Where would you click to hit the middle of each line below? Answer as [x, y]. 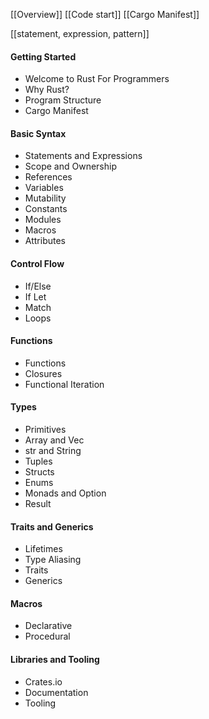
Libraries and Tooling [55, 660]
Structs [39, 472]
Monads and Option [65, 493]
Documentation [56, 692]
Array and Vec [54, 440]
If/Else [38, 286]
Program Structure [63, 100]
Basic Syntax [38, 133]
